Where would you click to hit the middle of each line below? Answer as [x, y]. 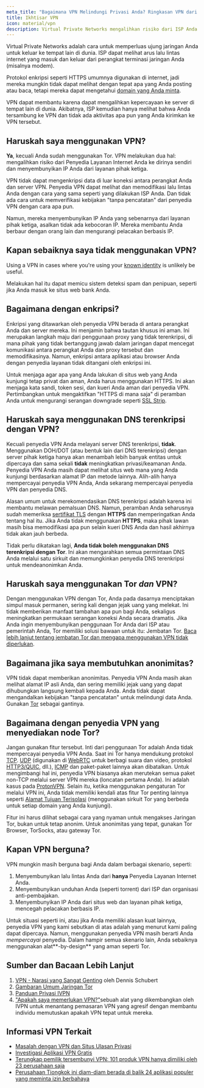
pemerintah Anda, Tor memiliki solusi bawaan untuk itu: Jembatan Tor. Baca [101, 631]
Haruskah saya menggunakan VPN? [76, 141]
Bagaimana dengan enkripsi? [63, 309]
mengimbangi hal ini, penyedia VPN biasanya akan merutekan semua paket [100, 773]
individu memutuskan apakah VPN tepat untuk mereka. [84, 1012]
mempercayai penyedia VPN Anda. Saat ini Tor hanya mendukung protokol [100, 754]
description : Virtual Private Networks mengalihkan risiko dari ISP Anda [102, 29]
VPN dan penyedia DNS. [37, 489]
